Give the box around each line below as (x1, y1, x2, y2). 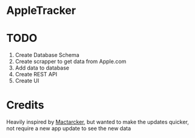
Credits (6, 98, 44, 112)
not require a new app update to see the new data (6, 125, 131, 132)
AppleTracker (6, 4, 76, 18)
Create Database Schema (15, 51, 80, 59)
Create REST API (15, 71, 58, 78)
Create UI (15, 77, 39, 85)
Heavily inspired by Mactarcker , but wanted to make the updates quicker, (6, 119, 190, 126)
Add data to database (15, 64, 70, 71)
